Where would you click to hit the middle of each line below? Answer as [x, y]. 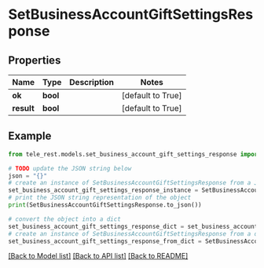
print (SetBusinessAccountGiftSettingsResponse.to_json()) [105, 205]
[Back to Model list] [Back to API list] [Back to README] [98, 256]
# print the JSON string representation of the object [100, 198]
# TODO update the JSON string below [70, 168]
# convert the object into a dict [65, 219]
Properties [35, 60]
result [24, 108]
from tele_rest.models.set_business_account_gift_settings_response [123, 154]
